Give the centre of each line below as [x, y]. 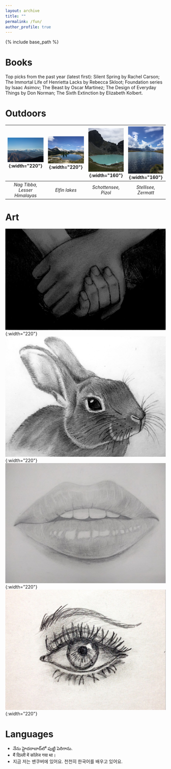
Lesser [26, 190]
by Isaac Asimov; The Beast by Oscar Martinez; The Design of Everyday [81, 88]
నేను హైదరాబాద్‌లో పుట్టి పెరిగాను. [42, 748]
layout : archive [22, 11]
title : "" [16, 16]
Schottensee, [106, 187]
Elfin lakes [66, 190]
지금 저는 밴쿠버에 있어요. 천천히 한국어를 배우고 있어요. [68, 761]
